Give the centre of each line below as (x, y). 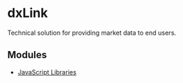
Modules (27, 55)
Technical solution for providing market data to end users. (92, 33)
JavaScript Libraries (47, 72)
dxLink (28, 13)
